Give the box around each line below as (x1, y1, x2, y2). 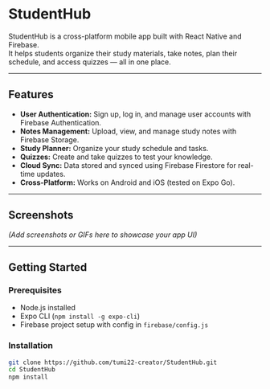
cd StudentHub (8, 366, 56, 374)
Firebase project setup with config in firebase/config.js (19, 320, 209, 330)
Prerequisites (8, 285, 62, 296)
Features (8, 88, 54, 101)
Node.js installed (19, 303, 76, 313)
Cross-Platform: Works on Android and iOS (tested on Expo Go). (19, 178, 235, 187)
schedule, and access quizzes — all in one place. (8, 57, 171, 67)
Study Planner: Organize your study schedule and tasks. (19, 143, 209, 153)
